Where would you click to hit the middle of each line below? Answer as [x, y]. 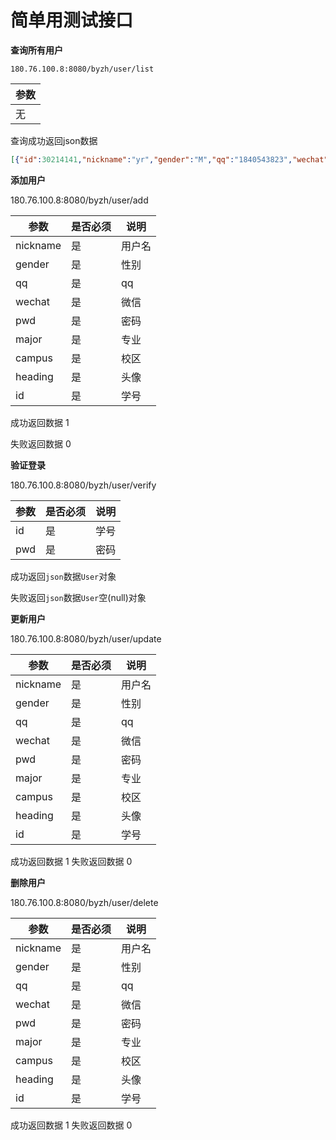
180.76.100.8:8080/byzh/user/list [82, 69]
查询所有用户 [36, 50]
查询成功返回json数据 [54, 140]
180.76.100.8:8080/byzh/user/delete [84, 902]
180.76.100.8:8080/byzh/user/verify [83, 485]
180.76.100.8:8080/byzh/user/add [79, 200]
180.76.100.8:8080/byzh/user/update [86, 638]
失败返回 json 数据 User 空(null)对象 [78, 597]
